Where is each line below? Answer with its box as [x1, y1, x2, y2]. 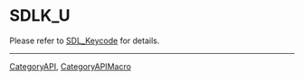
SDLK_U [9, 5, 71, 26]
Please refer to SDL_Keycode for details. [9, 35, 160, 46]
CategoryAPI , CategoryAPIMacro [9, 60, 131, 72]
